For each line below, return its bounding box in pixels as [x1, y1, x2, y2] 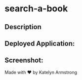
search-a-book [4, 3, 68, 14]
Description [4, 23, 41, 31]
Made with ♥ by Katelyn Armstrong [4, 69, 78, 75]
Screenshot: [4, 56, 43, 65]
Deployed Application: [4, 39, 75, 47]
